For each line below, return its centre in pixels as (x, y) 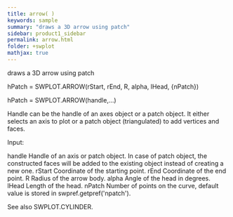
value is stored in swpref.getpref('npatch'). (69, 193)
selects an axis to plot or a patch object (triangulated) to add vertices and (113, 121)
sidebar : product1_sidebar (47, 33)
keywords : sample (33, 20)
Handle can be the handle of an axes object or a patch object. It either (108, 114)
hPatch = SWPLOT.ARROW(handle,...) (62, 100)
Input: (16, 142)
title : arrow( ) (31, 14)
